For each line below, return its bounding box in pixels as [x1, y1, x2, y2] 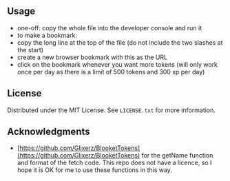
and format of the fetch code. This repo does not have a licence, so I [17, 158, 212, 167]
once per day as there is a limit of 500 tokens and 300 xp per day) [17, 67, 205, 76]
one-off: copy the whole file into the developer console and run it [17, 23, 202, 32]
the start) [17, 45, 43, 54]
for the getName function [141, 151, 213, 160]
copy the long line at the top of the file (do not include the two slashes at [17, 38, 223, 47]
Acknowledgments [7, 126, 91, 138]
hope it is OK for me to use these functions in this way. [17, 166, 172, 174]
